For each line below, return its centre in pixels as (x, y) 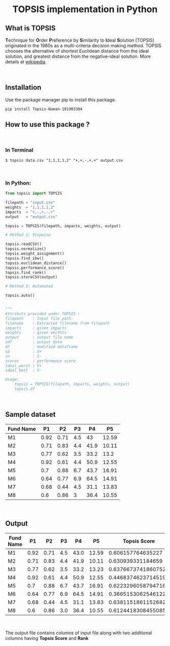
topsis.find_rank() (26, 272)
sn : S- (24, 356)
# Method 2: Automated (29, 286)
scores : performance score (40, 361)
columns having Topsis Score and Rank (47, 638)
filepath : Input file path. (39, 318)
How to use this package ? (48, 124)
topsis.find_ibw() (25, 258)
